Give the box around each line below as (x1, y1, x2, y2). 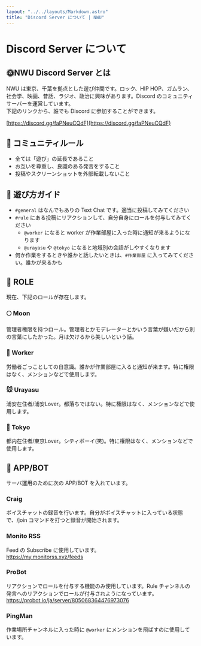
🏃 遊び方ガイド (6, 190, 61, 200)
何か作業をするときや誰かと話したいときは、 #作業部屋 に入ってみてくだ (14, 251, 189, 259)
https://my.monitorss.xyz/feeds (6, 553, 84, 560)
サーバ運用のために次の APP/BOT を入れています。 (6, 479, 131, 486)
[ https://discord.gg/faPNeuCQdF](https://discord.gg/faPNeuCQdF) (6, 119, 171, 127)
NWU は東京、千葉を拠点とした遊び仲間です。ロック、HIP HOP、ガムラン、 (6, 85, 193, 92)
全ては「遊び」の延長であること (14, 155, 94, 163)
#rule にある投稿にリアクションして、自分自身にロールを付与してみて (14, 214, 187, 221)
